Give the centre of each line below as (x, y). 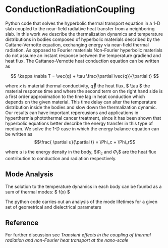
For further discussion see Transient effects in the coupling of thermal (78, 235)
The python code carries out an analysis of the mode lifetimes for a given (81, 202)
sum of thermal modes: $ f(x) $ (38, 192)
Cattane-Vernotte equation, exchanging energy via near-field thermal (77, 44)
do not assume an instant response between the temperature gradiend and (83, 55)
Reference (22, 222)
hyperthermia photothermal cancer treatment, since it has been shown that (83, 118)
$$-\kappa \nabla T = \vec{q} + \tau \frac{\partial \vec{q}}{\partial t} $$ (85, 76)
